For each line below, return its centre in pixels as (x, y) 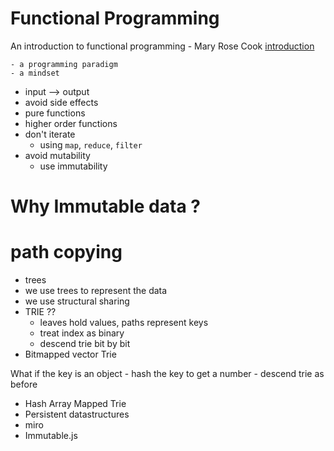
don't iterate (50, 134)
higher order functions (71, 123)
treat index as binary (82, 333)
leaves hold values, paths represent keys (124, 323)
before (24, 384)
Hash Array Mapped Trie (75, 404)
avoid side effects (61, 102)
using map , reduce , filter (91, 144)
